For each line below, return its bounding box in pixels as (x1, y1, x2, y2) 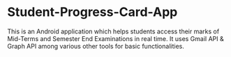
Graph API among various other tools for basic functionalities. (7, 42, 185, 50)
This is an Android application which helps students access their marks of (7, 27, 220, 35)
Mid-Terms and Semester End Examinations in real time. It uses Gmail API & (7, 34, 225, 42)
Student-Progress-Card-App (7, 4, 178, 20)
